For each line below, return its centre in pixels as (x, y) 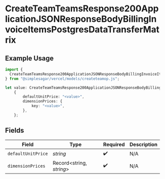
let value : (16, 88)
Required (114, 144)
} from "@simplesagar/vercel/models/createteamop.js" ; (62, 79)
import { (14, 70)
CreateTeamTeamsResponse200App (82, 9)
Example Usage (29, 58)
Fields (15, 130)
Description (143, 144)
